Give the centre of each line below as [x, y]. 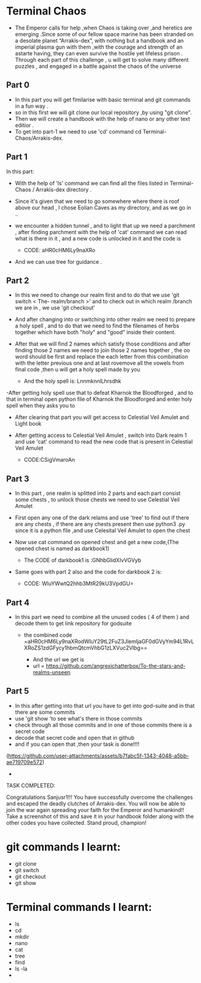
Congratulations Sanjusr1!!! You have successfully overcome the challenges [100, 797]
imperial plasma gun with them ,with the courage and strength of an [99, 47]
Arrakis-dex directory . [64, 189]
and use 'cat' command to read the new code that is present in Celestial [104, 442]
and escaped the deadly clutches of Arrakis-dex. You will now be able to [96, 803]
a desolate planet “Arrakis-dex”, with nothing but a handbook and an [99, 40]
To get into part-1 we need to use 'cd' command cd [78, 131]
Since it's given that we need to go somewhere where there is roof [97, 201]
